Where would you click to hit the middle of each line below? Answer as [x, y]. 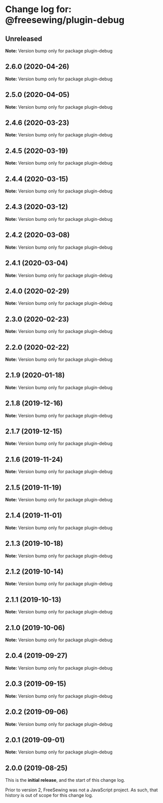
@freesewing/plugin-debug [65, 20]
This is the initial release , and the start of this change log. [65, 780]
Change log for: [38, 9]
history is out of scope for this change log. [49, 795]
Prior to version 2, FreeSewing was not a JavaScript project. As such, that [81, 790]
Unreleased [24, 39]
